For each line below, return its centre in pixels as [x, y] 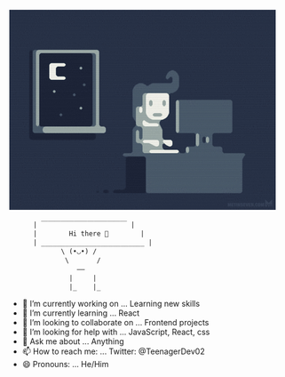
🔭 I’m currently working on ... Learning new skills [111, 304]
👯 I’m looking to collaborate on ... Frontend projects [115, 322]
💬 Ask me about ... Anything [73, 341]
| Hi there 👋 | [88, 234]
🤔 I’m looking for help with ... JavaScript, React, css [116, 332]
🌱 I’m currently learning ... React [81, 313]
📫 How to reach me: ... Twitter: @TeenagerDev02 [114, 351]
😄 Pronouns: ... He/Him [65, 364]
